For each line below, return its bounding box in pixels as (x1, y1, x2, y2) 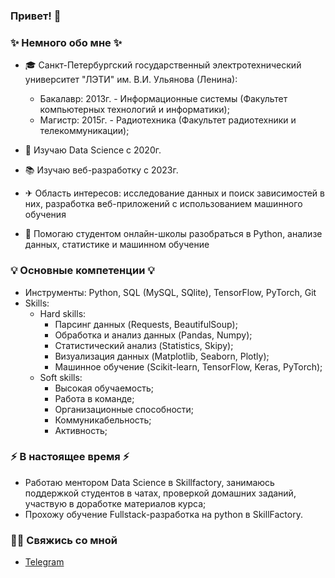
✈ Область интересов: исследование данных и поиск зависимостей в (24, 187, 325, 199)
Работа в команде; (54, 392, 135, 404)
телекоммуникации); (39, 125, 130, 137)
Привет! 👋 (10, 9, 62, 23)
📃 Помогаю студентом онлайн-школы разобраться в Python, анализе (24, 228, 323, 240)
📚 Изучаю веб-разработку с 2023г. (24, 164, 179, 176)
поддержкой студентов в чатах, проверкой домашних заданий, (24, 487, 297, 499)
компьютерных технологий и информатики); (39, 104, 230, 116)
